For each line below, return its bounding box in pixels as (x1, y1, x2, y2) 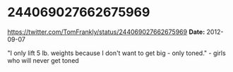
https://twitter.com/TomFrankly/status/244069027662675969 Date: (7, 28, 205, 36)
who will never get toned (7, 56, 79, 64)
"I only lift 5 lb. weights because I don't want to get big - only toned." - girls (7, 49, 226, 57)
